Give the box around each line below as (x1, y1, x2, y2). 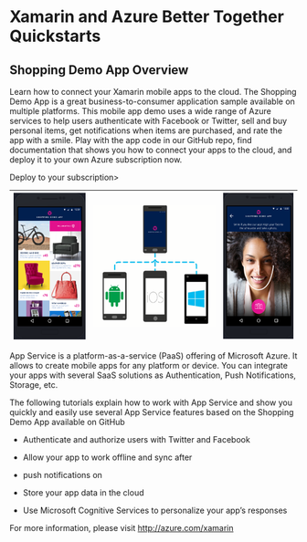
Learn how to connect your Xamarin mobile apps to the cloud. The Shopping (9, 87, 297, 97)
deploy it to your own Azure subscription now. (9, 154, 183, 165)
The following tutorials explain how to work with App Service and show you (9, 397, 292, 408)
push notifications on (22, 470, 103, 480)
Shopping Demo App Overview (9, 62, 189, 78)
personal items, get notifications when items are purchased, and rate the (9, 125, 283, 136)
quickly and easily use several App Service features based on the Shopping (9, 407, 294, 417)
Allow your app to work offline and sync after (22, 452, 193, 463)
